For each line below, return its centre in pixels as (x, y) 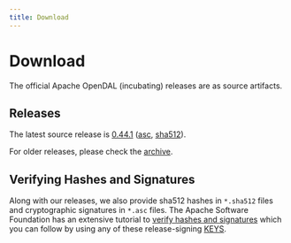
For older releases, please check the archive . (91, 152)
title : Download (39, 17)
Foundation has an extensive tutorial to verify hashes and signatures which (145, 220)
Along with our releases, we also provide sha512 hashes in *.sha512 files (142, 201)
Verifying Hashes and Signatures (102, 179)
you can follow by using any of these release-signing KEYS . (118, 229)
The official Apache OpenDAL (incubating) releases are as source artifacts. (146, 86)
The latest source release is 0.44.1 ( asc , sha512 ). (98, 134)
